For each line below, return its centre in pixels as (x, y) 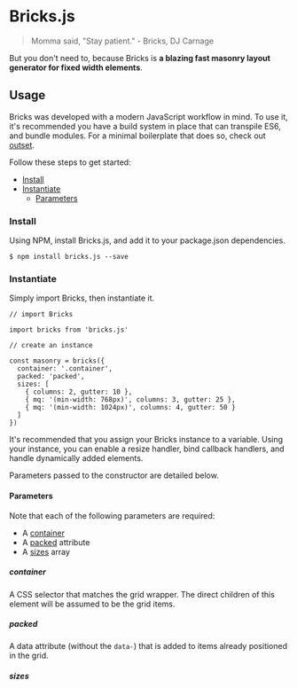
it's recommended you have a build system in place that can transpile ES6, (145, 126)
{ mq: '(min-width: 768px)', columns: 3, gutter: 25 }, (131, 400)
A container (43, 533)
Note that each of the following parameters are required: (112, 515)
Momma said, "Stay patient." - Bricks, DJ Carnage (122, 41)
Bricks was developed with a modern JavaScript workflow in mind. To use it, (148, 116)
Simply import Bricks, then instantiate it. (82, 298)
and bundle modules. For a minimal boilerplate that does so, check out (137, 136)
